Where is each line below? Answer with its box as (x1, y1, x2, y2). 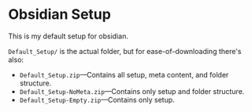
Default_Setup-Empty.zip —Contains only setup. (19, 95, 175, 104)
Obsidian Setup (8, 5, 112, 23)
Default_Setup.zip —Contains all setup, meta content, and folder (19, 70, 229, 79)
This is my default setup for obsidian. (8, 31, 128, 41)
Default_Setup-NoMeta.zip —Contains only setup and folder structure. (19, 86, 245, 96)
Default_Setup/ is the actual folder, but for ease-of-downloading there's (8, 46, 242, 56)
